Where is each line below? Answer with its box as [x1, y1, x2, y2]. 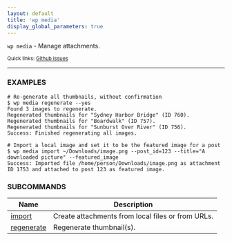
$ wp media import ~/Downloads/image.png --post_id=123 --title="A [7, 148, 206, 155]
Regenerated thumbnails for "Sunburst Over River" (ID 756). [7, 124, 187, 131]
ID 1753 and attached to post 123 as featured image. [7, 166, 166, 173]
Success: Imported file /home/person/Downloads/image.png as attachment [7, 160, 221, 166]
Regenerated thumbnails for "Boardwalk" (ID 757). [7, 117, 156, 124]
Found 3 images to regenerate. [7, 105, 97, 113]
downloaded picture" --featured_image [7, 153, 119, 161]
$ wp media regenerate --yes [7, 99, 91, 106]
